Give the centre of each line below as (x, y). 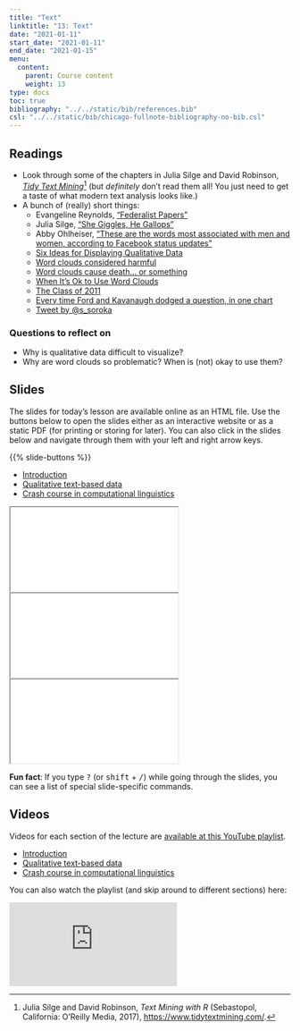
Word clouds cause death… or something (111, 271)
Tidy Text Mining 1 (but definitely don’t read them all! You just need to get (155, 185)
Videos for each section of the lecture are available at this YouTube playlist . (148, 836)
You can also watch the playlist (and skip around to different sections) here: (148, 890)
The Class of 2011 (68, 291)
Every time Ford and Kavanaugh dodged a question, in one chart (154, 300)
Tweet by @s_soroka (74, 309)
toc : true (28, 101)
